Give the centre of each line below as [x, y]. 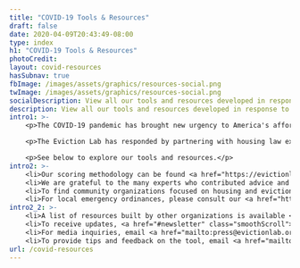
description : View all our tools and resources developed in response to [150, 109]
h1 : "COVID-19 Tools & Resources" [74, 51]
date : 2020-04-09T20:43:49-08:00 [71, 34]
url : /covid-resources [51, 249]
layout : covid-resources [55, 68]
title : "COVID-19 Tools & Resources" [79, 17]
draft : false [33, 26]
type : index [31, 42]
